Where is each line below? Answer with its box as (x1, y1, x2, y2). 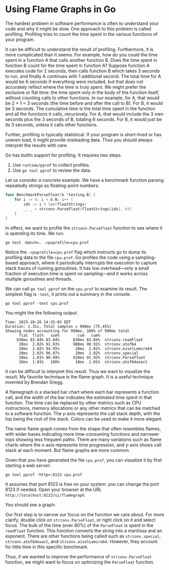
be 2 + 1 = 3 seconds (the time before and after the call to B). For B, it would (5, 100, 163, 106)
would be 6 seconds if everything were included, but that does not (5, 79, 144, 85)
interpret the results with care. (5, 142, 68, 148)
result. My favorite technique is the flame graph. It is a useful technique (5, 374, 154, 380)
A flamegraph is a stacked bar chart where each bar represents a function (5, 389, 159, 395)
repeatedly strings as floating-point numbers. (5, 182, 100, 188)
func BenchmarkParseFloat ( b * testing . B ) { (5, 192, 96, 197)
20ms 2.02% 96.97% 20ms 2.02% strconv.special (18, 351, 139, 356)
